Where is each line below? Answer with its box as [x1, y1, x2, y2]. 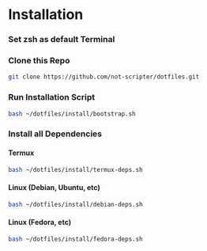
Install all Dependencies [8, 128, 103, 139]
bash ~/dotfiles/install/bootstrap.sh [8, 109, 136, 118]
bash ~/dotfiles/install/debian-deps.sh [8, 200, 144, 208]
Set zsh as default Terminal [8, 34, 115, 45]
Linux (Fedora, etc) [8, 218, 72, 227]
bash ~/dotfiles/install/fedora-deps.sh [8, 235, 144, 243]
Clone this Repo [8, 55, 70, 67]
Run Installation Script [8, 92, 96, 103]
